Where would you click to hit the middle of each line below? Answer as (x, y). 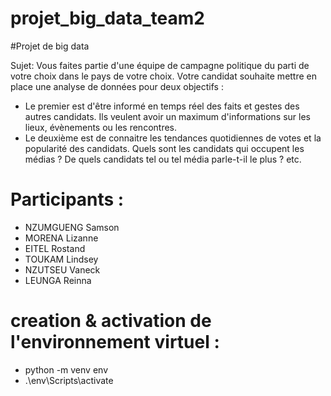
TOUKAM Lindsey (61, 259)
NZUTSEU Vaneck (62, 269)
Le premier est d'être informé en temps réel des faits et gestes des (162, 106)
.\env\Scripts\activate (69, 380)
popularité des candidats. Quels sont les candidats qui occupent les (164, 148)
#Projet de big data (50, 46)
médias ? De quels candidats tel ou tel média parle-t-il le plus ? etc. (163, 159)
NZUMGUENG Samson (72, 227)
